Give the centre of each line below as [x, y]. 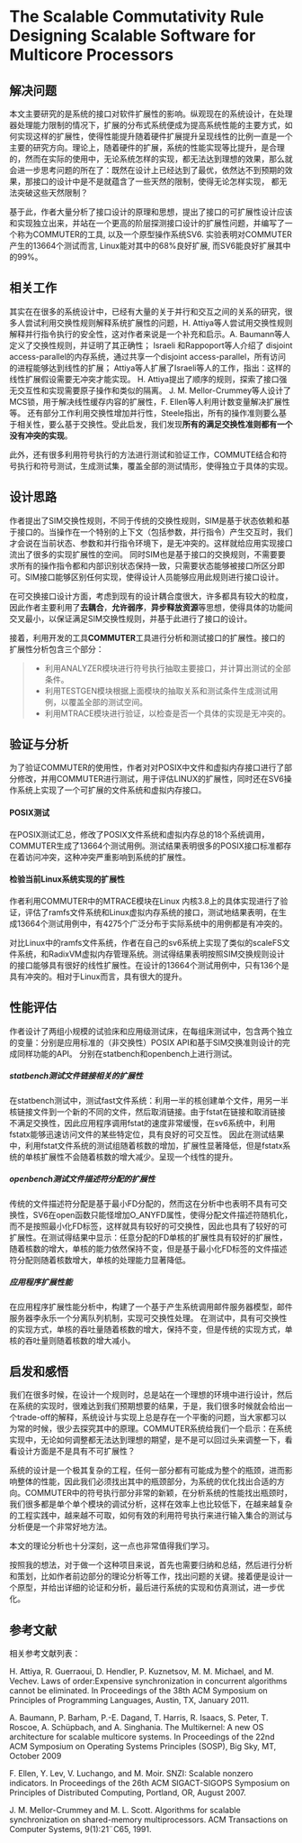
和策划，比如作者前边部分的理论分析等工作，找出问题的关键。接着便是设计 [147, 1576]
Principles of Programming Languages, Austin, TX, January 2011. [129, 1701]
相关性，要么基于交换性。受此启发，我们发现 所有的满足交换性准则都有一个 [155, 424]
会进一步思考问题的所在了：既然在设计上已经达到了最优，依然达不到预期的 [147, 170]
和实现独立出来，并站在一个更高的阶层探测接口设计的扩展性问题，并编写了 [147, 223]
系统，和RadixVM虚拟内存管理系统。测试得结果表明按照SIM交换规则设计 [151, 954]
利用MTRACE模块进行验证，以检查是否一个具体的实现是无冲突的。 [168, 713]
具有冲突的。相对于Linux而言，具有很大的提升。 [98, 977]
